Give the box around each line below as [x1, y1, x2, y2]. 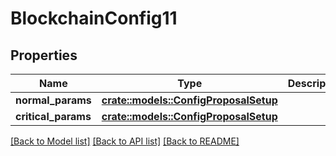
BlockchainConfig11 [10, 7, 178, 30]
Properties [10, 47, 78, 64]
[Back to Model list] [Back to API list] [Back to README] [10, 135, 240, 147]
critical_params [15, 110, 92, 123]
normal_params [15, 93, 92, 107]
